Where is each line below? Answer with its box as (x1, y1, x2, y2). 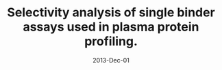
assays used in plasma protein (23, 19, 199, 35)
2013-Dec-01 (92, 56, 129, 64)
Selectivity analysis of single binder (7, 5, 215, 20)
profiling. (84, 34, 138, 49)
